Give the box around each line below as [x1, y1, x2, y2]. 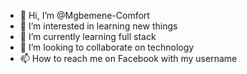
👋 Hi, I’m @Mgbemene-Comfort [19, 10, 150, 21]
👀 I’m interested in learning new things [19, 20, 178, 32]
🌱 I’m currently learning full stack [19, 31, 157, 42]
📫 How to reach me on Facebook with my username [19, 53, 238, 64]
